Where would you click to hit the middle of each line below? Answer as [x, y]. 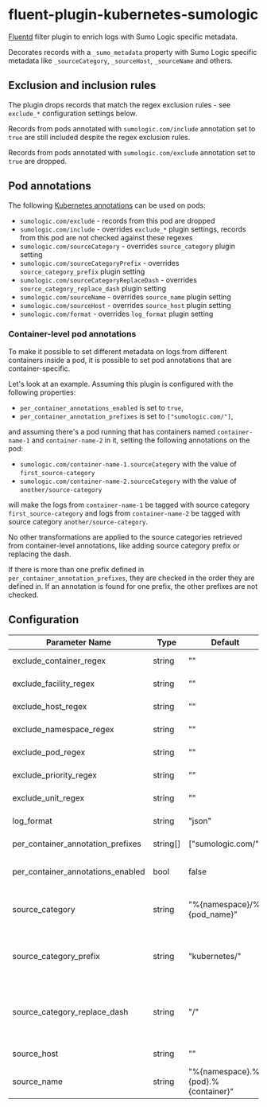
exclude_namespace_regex [63, 729]
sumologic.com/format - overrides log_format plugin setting [116, 314]
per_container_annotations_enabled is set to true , [102, 407]
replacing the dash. [40, 554]
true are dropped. [38, 161]
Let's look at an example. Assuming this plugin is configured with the [121, 384]
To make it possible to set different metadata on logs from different [118, 351]
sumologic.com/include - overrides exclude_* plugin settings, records [133, 229]
